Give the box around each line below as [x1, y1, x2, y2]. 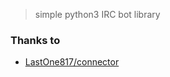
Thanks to [10, 33, 61, 47]
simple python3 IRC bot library [34, 9, 161, 20]
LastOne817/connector [24, 56, 120, 68]
